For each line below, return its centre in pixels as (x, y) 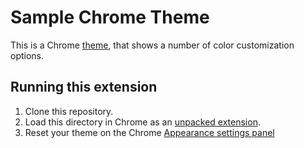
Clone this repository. (69, 111)
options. (27, 55)
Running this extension (84, 87)
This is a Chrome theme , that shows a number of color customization (152, 45)
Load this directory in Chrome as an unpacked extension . (142, 122)
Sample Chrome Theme (110, 17)
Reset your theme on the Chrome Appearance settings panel (149, 132)
